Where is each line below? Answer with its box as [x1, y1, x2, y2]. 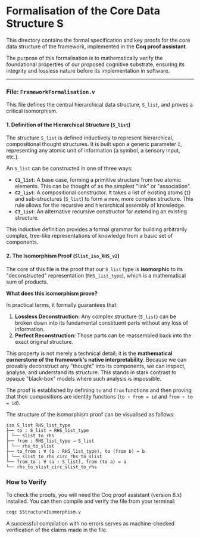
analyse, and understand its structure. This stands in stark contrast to [6, 368, 177, 376]
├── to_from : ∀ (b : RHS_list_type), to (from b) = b [6, 448, 145, 454]
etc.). [6, 153, 19, 160]
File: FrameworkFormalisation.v [6, 88, 95, 96]
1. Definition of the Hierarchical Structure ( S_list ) [6, 121, 131, 128]
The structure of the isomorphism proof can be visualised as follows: [6, 411, 175, 418]
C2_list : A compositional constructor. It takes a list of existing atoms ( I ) [14, 189, 191, 196]
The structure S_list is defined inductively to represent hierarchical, [6, 134, 174, 141]
